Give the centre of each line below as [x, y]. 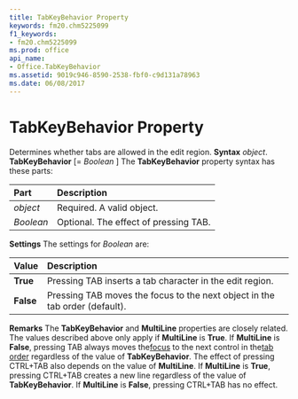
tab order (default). [87, 306]
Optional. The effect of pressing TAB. [134, 222]
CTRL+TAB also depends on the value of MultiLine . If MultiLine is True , [140, 365]
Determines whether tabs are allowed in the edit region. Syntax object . [138, 152]
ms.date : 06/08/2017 [47, 83]
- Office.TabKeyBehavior [55, 67]
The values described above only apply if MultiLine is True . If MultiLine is [145, 337]
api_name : [27, 59]
